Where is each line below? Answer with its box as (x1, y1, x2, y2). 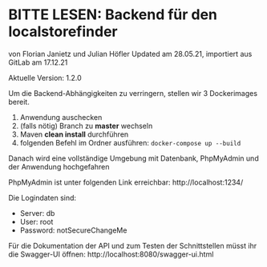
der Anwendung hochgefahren (8, 161, 110, 171)
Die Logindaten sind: (8, 193, 77, 202)
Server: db (19, 208, 55, 217)
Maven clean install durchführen (19, 130, 129, 139)
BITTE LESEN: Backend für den (8, 6, 218, 24)
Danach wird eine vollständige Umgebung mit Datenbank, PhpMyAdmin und (8, 153, 259, 163)
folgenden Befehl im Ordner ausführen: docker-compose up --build (19, 137, 241, 147)
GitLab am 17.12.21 (8, 58, 68, 67)
